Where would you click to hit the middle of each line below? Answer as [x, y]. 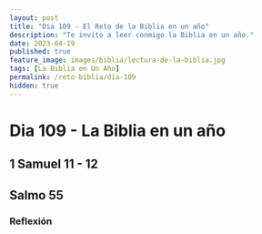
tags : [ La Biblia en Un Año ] [65, 69]
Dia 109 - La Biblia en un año [117, 131]
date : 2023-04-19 [42, 43]
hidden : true [34, 86]
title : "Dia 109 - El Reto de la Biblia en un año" [109, 26]
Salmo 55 [36, 195]
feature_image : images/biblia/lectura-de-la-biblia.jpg [117, 60]
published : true [40, 52]
